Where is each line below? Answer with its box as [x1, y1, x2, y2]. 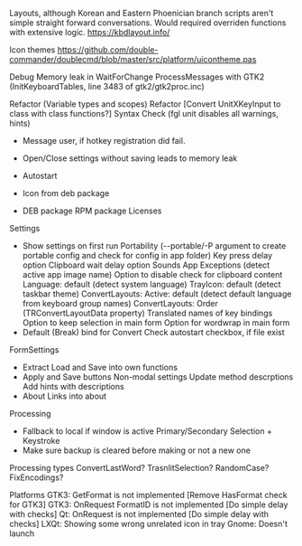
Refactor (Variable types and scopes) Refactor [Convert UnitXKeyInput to [9, 99, 281, 109]
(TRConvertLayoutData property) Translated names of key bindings [22, 307, 273, 318]
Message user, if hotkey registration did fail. [22, 136, 186, 146]
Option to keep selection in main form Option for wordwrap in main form [22, 317, 290, 328]
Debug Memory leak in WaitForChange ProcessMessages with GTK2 [9, 71, 265, 82]
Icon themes [9, 44, 56, 55]
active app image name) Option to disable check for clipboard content [22, 269, 283, 279]
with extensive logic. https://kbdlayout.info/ [9, 27, 170, 37]
